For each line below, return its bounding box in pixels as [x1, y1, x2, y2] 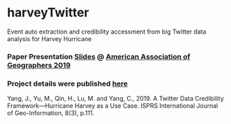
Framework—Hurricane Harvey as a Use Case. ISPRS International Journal [7, 101, 219, 110]
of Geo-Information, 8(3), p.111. [7, 109, 95, 117]
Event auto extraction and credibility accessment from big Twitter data [7, 27, 206, 36]
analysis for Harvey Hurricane [7, 34, 92, 42]
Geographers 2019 [7, 60, 71, 70]
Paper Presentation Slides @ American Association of [7, 51, 190, 61]
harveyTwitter [7, 5, 89, 21]
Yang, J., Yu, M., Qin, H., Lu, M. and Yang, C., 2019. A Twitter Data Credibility [7, 95, 224, 103]
